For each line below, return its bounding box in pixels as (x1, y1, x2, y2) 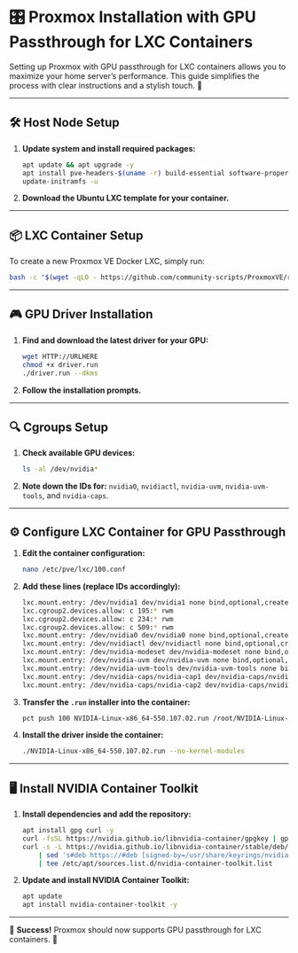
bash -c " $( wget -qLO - (9, 273, 98, 282)
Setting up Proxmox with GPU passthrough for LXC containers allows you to (9, 61, 286, 72)
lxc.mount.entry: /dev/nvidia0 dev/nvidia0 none (21, 631, 206, 640)
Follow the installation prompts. (21, 385, 142, 395)
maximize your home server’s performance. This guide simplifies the (9, 70, 260, 81)
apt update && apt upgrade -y (21, 160, 135, 169)
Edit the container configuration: (21, 548, 145, 559)
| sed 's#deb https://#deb (38, 850, 138, 860)
